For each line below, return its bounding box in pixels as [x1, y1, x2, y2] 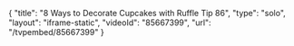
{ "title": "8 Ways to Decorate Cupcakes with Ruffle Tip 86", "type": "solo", [8, 8, 287, 18]
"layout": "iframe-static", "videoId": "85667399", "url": [8, 17, 211, 28]
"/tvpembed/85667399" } [8, 27, 105, 37]
